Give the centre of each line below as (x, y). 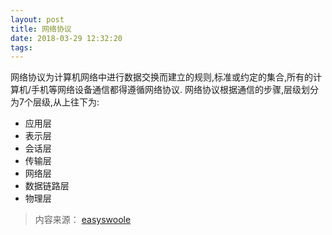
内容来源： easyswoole (83, 220)
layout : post (37, 19)
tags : (21, 47)
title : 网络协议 (41, 29)
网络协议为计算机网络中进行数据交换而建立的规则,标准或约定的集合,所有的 (162, 77)
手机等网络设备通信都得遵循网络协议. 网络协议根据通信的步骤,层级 (166, 90)
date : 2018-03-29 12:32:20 (66, 38)
